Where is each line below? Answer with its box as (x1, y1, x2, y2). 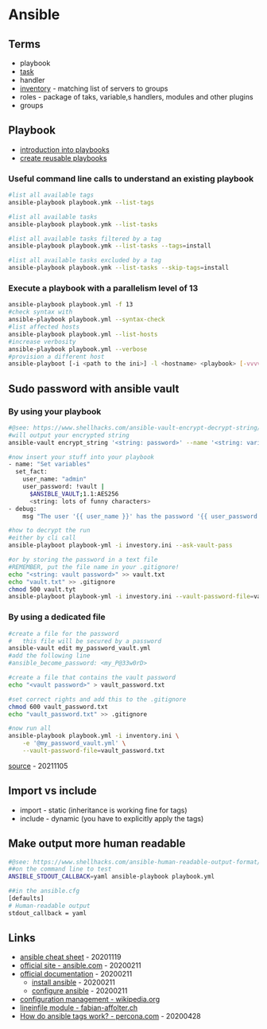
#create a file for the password (8, 629, 119, 637)
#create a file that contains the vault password (8, 674, 176, 682)
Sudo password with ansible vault (8, 382, 180, 396)
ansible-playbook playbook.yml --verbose (8, 345, 148, 353)
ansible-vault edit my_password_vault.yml (8, 645, 151, 653)
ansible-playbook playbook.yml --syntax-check (8, 316, 165, 324)
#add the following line (8, 652, 91, 660)
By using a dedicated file (8, 611, 106, 622)
